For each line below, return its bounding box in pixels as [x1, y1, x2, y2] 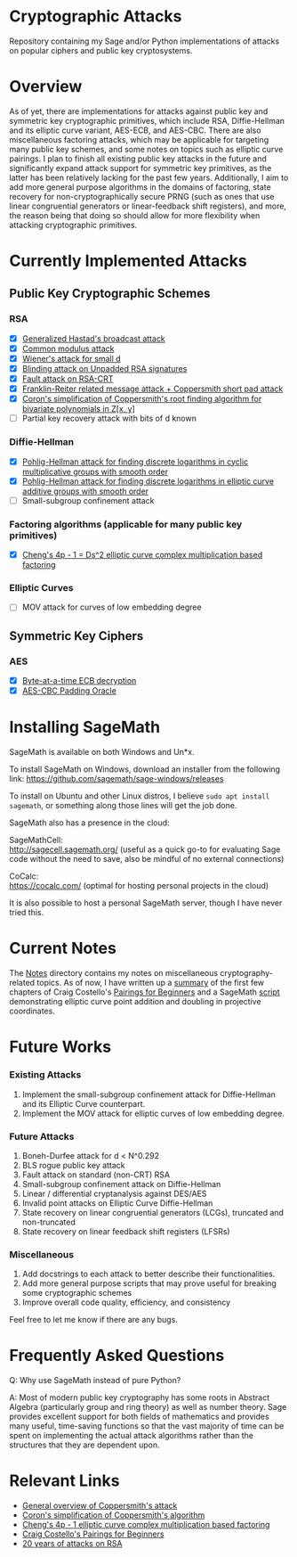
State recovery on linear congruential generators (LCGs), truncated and [21, 1207, 285, 1217]
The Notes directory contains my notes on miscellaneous [9, 968, 219, 979]
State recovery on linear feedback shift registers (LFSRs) [21, 1225, 230, 1236]
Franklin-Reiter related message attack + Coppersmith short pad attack [21, 383, 284, 394]
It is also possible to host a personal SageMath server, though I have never [9, 897, 283, 908]
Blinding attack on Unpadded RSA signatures [21, 363, 188, 373]
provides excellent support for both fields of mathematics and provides [9, 1411, 269, 1422]
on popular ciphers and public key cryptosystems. [9, 45, 193, 55]
